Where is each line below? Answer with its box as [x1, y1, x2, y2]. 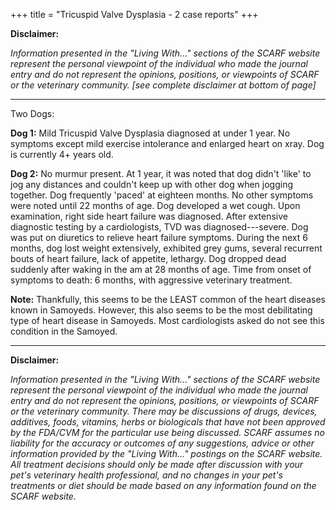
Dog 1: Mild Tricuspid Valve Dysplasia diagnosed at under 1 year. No [10, 127, 291, 139]
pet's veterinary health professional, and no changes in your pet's [10, 469, 283, 481]
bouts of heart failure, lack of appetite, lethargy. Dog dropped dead [10, 253, 287, 264]
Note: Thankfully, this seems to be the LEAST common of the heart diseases [10, 294, 326, 305]
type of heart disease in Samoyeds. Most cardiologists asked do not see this [10, 315, 325, 326]
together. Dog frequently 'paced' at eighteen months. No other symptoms [10, 189, 314, 201]
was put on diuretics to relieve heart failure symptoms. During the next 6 [10, 232, 308, 243]
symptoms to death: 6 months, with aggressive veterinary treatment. [10, 274, 293, 286]
